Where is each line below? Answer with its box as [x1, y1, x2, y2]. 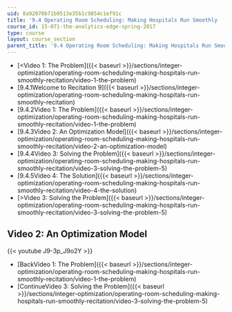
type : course [7, 29, 45, 37]
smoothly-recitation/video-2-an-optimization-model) [17, 143, 168, 150]
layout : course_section [7, 36, 76, 43]
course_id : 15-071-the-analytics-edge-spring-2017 [7, 23, 156, 30]
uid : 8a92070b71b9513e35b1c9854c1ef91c [7, 10, 122, 17]
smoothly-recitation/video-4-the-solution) [17, 186, 137, 194]
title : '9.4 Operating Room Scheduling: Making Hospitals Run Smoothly [7, 17, 217, 24]
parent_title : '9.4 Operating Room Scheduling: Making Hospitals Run [7, 42, 212, 49]
